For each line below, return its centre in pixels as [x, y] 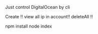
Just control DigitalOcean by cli [38, 7]
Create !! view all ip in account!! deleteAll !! [49, 17]
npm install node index [29, 26]
